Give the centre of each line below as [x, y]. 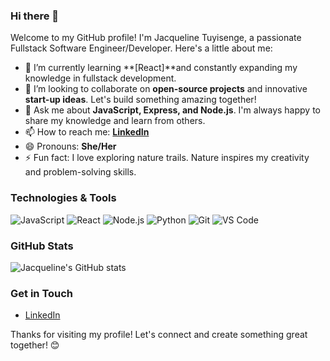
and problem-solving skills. [80, 172]
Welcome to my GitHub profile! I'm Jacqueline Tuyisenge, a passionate [156, 38]
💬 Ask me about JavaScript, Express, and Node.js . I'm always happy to [172, 110]
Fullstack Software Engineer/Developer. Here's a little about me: [141, 48]
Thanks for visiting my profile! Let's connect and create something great [159, 335]
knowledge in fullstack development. [100, 78]
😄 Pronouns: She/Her [70, 146]
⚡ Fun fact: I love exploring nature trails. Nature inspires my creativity [167, 158]
